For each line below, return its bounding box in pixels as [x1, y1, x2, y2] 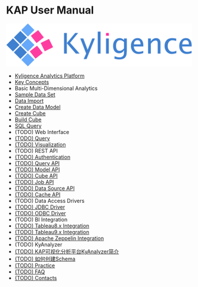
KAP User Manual [6, 4, 94, 17]
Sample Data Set [14, 91, 56, 98]
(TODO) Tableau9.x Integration [14, 229, 90, 236]
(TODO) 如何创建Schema [14, 255, 75, 262]
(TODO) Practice [14, 262, 55, 269]
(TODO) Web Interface [14, 129, 70, 136]
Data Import [14, 98, 44, 105]
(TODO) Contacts [14, 275, 57, 282]
